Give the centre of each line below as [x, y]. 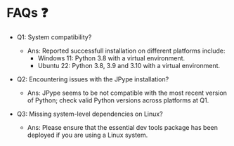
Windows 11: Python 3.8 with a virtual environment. [111, 58]
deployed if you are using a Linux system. [87, 135]
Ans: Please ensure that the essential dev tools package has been [123, 127]
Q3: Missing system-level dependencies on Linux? [90, 114]
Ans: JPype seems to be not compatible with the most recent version [127, 93]
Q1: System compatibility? [54, 37]
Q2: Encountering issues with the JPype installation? [93, 79]
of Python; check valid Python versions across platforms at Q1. [118, 100]
